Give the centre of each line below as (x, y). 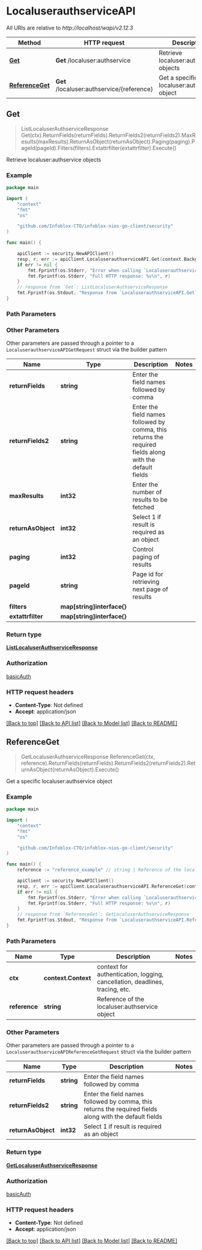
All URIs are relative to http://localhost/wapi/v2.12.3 (70, 28)
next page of (150, 589)
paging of (146, 557)
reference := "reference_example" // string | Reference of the (99, 870)
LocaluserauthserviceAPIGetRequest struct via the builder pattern (87, 350)
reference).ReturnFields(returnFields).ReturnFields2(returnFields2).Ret (108, 763)
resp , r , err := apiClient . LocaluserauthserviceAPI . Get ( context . (101, 259)
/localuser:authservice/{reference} (104, 89)
